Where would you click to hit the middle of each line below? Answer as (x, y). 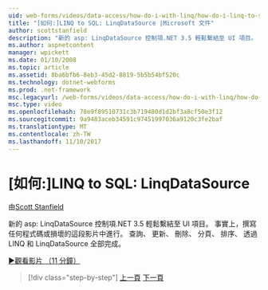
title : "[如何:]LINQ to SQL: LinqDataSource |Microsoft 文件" (111, 23)
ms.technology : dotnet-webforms (62, 82)
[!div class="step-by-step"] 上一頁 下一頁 (96, 278)
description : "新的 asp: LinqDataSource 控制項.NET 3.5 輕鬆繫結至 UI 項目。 (133, 38)
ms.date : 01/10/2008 (43, 61)
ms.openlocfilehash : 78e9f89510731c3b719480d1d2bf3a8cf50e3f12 (116, 112)
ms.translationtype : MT (48, 127)
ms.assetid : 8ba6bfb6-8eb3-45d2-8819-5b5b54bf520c (94, 75)
